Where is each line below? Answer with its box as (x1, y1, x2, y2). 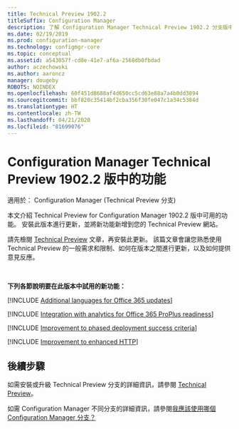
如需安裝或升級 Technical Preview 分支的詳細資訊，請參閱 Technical (7, 381, 207, 389)
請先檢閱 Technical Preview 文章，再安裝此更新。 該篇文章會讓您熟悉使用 (7, 235, 222, 244)
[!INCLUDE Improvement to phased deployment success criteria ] (7, 324, 198, 332)
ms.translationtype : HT (7, 103, 78, 110)
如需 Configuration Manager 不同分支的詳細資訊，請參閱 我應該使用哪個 (7, 404, 216, 413)
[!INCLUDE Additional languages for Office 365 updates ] (7, 296, 173, 305)
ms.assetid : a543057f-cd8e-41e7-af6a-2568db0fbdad (7, 57, 161, 64)
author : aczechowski (7, 63, 69, 71)
